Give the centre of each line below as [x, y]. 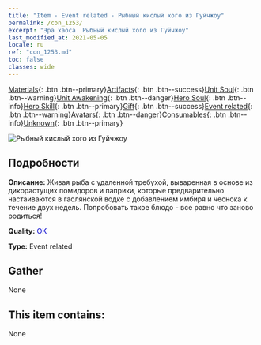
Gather [26, 270]
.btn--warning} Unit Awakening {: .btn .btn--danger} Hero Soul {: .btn [117, 97]
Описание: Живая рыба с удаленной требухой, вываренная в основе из [130, 182]
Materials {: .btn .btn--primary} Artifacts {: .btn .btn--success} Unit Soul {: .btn [131, 89]
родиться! [25, 216]
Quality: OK [28, 231]
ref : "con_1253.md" [40, 52]
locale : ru [26, 45]
